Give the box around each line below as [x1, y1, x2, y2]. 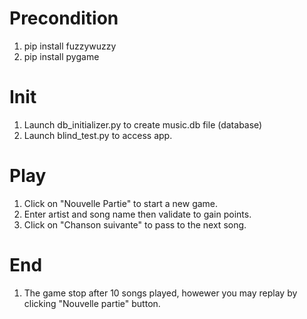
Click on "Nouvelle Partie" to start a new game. [23, 197, 219, 209]
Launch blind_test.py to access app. [23, 129, 173, 141]
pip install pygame [23, 50, 100, 62]
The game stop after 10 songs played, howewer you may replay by [23, 287, 298, 299]
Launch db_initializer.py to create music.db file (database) [23, 118, 263, 131]
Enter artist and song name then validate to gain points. [23, 208, 252, 220]
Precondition [9, 7, 119, 30]
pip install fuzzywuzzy [23, 40, 117, 52]
